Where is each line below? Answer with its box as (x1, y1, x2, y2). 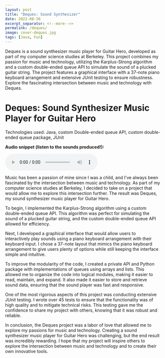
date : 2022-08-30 (5, 16, 41, 21)
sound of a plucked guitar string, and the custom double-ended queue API (5, 215, 156, 221)
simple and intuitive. (5, 251, 46, 257)
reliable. (5, 312, 22, 318)
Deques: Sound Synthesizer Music (5, 102, 150, 114)
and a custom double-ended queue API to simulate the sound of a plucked (5, 64, 156, 70)
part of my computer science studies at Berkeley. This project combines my (5, 53, 159, 59)
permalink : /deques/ (5, 26, 48, 31)
